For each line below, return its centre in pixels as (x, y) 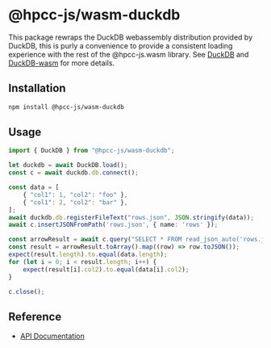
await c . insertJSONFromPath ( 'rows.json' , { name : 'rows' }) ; (113, 225)
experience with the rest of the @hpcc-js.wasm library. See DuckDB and (129, 54)
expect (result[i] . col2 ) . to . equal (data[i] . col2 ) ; (106, 269)
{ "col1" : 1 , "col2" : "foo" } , (75, 195)
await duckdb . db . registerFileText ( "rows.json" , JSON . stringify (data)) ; (131, 217)
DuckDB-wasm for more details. (62, 63)
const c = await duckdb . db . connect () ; (73, 173)
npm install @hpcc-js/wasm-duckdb (67, 107)
